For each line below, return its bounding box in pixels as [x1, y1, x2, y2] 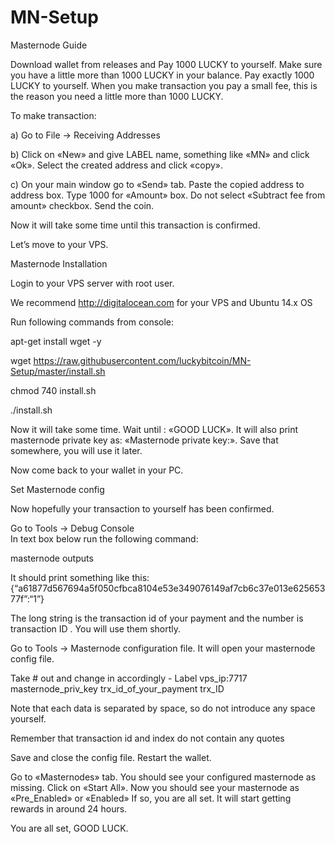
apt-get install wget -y [10, 335, 102, 347]
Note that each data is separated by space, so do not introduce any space [10, 702, 316, 714]
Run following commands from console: [10, 316, 175, 328]
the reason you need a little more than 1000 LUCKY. [10, 90, 224, 102]
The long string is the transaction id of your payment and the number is [10, 612, 304, 624]
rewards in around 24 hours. [10, 802, 128, 815]
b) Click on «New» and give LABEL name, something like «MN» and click [10, 148, 310, 160]
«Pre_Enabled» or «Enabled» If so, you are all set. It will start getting [10, 792, 292, 804]
